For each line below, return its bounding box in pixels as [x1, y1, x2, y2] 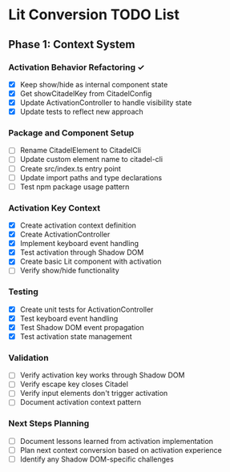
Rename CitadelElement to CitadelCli [19, 146, 142, 155]
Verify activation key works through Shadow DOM [19, 370, 185, 380]
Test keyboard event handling [19, 313, 119, 323]
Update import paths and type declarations [19, 172, 163, 182]
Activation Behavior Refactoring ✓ [8, 62, 145, 73]
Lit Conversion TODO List [8, 6, 180, 24]
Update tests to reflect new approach [19, 107, 144, 117]
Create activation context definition [19, 220, 136, 230]
